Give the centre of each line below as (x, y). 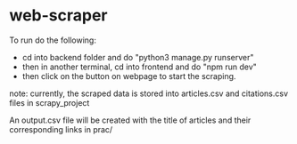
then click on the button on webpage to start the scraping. (129, 76)
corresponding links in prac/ (61, 129)
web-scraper (59, 16)
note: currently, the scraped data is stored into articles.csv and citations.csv (148, 93)
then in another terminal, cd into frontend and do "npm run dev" (139, 67)
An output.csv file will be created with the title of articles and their (130, 120)
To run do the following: (53, 40)
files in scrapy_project (49, 102)
